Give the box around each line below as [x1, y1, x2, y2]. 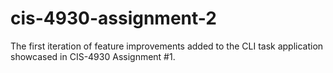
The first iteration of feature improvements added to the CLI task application [10, 40, 324, 52]
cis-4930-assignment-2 [10, 7, 217, 30]
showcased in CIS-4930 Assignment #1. [10, 50, 176, 62]
